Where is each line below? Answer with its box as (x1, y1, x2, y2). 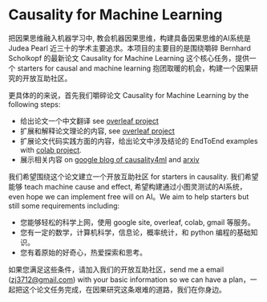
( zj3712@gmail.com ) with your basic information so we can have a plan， (8, 275, 250, 284)
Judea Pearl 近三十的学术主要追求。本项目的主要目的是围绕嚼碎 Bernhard (8, 43, 251, 53)
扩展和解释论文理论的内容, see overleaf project (19, 126, 175, 136)
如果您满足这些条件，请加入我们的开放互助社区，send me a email (8, 264, 225, 274)
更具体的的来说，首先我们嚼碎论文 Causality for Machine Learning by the (8, 90, 249, 100)
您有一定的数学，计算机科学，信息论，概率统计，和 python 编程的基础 (19, 227, 251, 237)
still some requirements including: (8, 201, 120, 210)
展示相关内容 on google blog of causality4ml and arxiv (19, 154, 200, 164)
